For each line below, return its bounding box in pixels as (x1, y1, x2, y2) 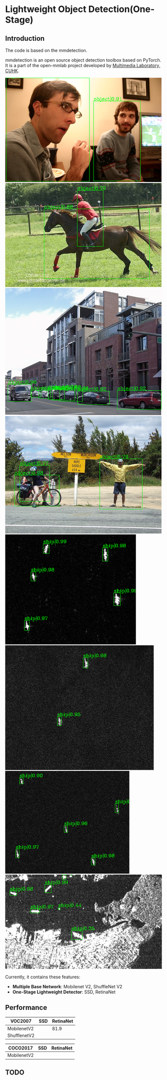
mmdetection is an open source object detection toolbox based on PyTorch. (5, 57, 161, 63)
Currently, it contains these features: (5, 974, 80, 980)
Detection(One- (88, 4, 155, 15)
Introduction (5, 34, 45, 43)
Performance (5, 1003, 47, 1012)
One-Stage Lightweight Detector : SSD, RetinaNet (12, 989, 116, 995)
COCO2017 (8, 1045, 33, 1051)
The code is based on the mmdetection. (5, 48, 87, 53)
